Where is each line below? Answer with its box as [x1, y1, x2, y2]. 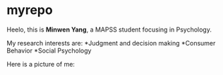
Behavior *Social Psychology [6, 46, 92, 55]
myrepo [6, 2, 54, 18]
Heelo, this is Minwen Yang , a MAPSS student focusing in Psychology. [6, 25, 212, 34]
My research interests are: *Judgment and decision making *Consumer [6, 39, 216, 47]
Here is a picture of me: [6, 60, 76, 68]
